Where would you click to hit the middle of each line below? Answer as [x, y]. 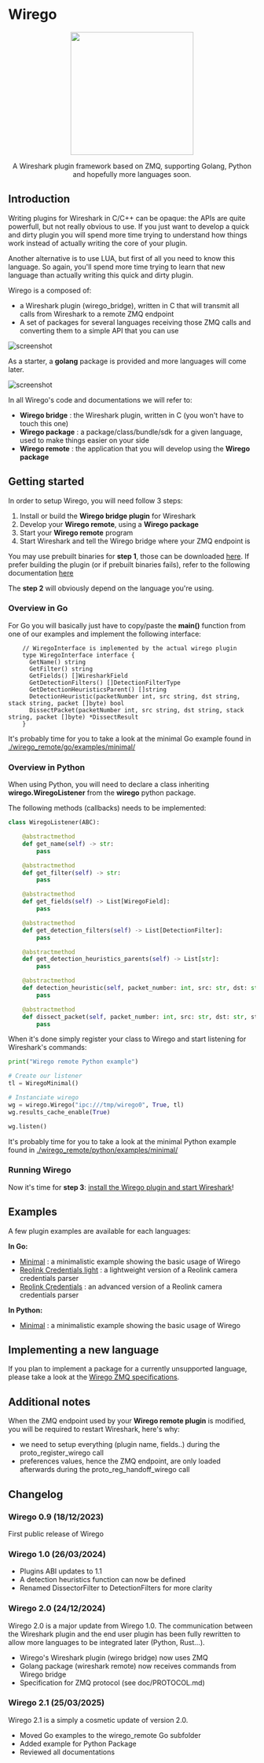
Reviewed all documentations [67, 1752]
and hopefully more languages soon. [132, 174]
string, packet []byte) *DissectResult [73, 717]
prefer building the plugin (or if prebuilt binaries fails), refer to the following [129, 565]
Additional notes [49, 1402]
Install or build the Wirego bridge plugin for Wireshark [108, 516]
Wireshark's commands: [48, 1047]
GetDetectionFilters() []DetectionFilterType [104, 683]
